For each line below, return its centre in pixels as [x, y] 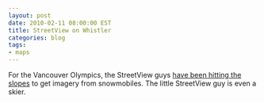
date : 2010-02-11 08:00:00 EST [60, 23]
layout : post [30, 15]
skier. [17, 92]
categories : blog [37, 38]
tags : [17, 45]
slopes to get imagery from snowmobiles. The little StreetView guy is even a [132, 83]
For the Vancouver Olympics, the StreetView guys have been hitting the [125, 75]
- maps [19, 52]
